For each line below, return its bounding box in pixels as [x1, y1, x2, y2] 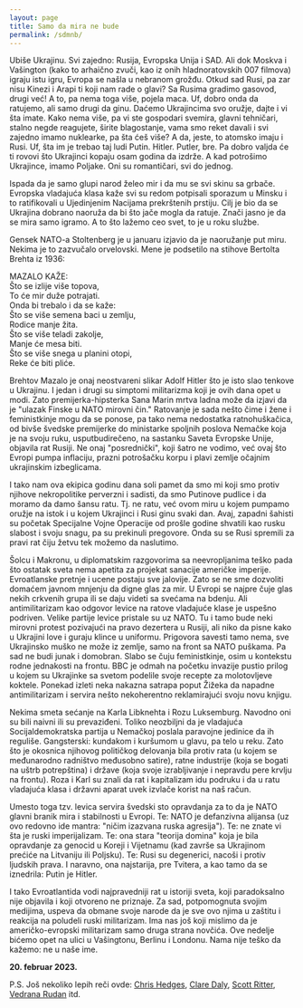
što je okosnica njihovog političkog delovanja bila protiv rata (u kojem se [9, 745, 278, 756]
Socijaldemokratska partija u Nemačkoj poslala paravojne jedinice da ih [9, 726, 274, 737]
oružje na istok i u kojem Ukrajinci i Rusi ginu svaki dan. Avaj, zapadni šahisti [9, 508, 294, 519]
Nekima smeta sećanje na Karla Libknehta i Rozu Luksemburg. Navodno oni [9, 707, 291, 718]
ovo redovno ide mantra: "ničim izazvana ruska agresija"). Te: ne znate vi [9, 821, 282, 831]
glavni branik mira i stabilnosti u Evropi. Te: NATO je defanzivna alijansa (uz [9, 811, 289, 822]
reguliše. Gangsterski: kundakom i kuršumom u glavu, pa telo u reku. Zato [9, 735, 284, 747]
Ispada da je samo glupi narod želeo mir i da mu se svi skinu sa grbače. [9, 178, 276, 189]
